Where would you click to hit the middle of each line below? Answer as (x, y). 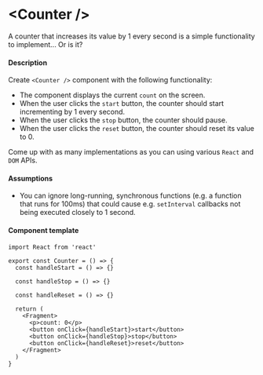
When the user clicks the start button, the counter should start (122, 104)
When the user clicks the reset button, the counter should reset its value (137, 129)
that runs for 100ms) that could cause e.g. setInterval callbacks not (130, 204)
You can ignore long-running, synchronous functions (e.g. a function (130, 196)
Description (28, 62)
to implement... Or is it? (46, 44)
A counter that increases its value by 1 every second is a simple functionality (131, 36)
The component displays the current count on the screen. (112, 95)
